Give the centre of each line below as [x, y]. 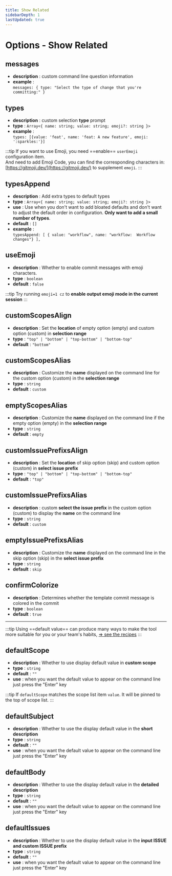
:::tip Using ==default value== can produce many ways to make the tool [81, 629]
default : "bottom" [32, 344]
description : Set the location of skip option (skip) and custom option [86, 463]
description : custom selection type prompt [59, 120]
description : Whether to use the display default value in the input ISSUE [90, 840]
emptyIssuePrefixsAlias [45, 540]
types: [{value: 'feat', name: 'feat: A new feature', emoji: [80, 137]
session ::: [17, 299]
